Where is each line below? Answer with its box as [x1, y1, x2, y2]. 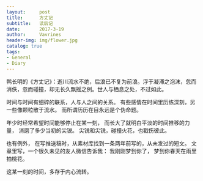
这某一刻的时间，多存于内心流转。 [6, 168, 92, 175]
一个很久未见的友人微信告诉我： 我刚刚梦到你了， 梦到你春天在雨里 [27, 147, 197, 155]
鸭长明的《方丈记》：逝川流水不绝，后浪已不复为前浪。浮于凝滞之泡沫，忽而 [6, 78, 197, 85]
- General [6, 54, 32, 61]
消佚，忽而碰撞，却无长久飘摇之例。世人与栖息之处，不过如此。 [6, 85, 167, 92]
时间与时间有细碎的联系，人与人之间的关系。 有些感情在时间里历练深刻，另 [6, 98, 196, 106]
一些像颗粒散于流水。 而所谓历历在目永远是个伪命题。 [6, 106, 142, 113]
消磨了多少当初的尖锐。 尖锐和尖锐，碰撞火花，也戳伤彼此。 [18, 127, 170, 134]
